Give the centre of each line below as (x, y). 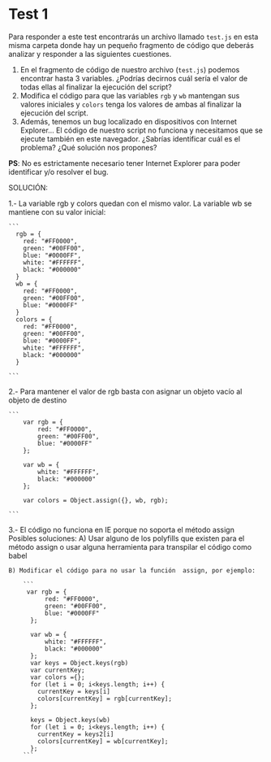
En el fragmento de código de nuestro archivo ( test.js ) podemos (130, 69)
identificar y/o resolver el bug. (58, 172)
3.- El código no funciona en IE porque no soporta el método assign (122, 529)
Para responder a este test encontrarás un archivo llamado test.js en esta (133, 37)
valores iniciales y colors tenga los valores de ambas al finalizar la (131, 104)
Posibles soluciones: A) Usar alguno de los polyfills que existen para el (127, 538)
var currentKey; (57, 670)
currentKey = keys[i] (74, 691)
